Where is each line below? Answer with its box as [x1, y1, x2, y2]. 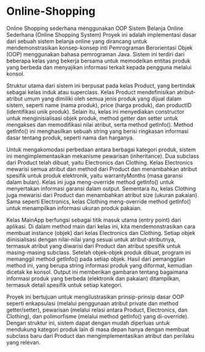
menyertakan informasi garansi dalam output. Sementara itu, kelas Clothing [6, 185, 196, 192]
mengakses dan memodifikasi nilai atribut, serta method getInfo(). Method [6, 121, 194, 128]
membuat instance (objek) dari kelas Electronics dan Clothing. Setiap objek [6, 229, 196, 236]
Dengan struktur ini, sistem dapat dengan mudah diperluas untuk [6, 319, 170, 326]
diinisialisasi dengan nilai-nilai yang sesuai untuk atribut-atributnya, [6, 236, 176, 243]
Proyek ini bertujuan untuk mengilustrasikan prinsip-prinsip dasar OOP [6, 293, 184, 301]
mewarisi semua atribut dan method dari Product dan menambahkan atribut [6, 165, 197, 173]
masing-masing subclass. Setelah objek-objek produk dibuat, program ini [6, 249, 192, 256]
